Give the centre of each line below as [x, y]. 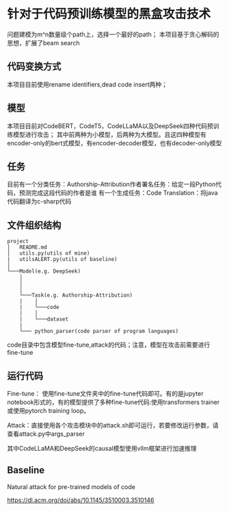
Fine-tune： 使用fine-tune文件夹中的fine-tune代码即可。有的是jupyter [105, 394]
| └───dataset [44, 319]
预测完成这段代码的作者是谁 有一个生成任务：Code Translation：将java [118, 193]
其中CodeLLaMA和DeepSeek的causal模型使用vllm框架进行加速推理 [102, 448]
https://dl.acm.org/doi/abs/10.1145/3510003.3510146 [81, 500]
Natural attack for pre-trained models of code [71, 486]
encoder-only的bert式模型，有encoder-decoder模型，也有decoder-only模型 [114, 143]
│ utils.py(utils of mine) [49, 253]
